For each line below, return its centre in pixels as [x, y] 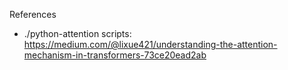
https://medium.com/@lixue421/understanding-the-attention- [150, 44]
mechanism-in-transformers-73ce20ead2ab [115, 55]
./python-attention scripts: [77, 33]
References [33, 14]
